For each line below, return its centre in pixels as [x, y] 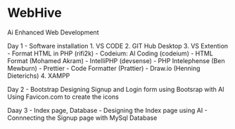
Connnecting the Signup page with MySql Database [82, 118]
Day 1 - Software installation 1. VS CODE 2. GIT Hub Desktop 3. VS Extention [118, 46]
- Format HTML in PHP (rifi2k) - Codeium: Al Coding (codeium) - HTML [110, 53]
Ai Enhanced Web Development [53, 32]
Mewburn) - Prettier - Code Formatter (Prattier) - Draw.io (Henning [104, 68]
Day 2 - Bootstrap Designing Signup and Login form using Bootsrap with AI [116, 89]
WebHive [34, 13]
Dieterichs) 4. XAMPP [39, 76]
